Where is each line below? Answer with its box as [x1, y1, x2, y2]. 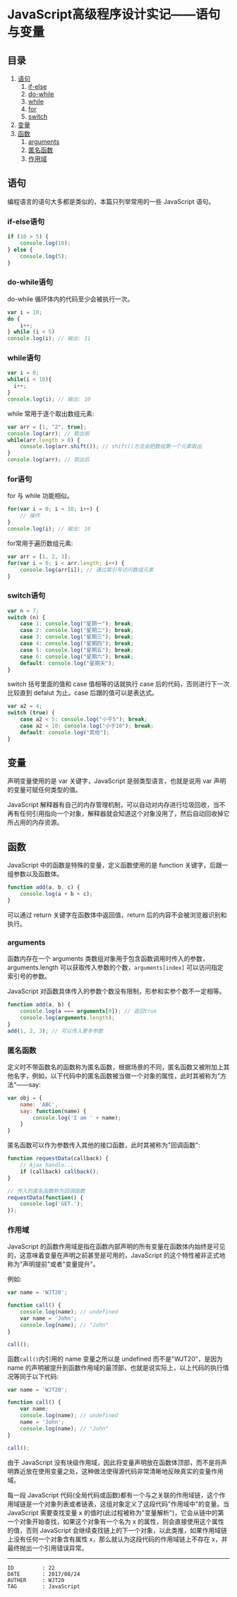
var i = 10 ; [7, 308, 42, 316]
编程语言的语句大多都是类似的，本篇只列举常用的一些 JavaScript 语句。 [7, 197, 215, 205]
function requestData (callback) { [7, 1155, 109, 1162]
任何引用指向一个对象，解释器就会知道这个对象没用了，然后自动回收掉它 [19, 809, 230, 818]
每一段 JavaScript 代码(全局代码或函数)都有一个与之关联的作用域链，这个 [7, 1490, 220, 1499]
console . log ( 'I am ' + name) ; [32, 1114, 121, 1122]
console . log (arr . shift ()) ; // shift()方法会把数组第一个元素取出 [20, 443, 202, 450]
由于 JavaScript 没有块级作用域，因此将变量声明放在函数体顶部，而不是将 [7, 1458, 221, 1467]
